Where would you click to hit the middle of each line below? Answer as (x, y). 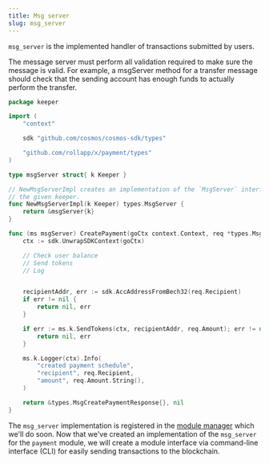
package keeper (34, 102)
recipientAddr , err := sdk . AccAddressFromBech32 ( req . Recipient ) (132, 292)
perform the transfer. (43, 87)
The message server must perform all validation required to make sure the (131, 62)
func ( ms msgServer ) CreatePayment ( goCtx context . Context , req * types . (130, 234)
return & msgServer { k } (58, 212)
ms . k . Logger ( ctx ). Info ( (62, 358)
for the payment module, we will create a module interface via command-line (133, 442)
